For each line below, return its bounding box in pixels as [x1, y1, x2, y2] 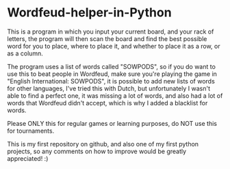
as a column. [7, 49, 43, 57]
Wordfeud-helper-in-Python [7, 5, 172, 21]
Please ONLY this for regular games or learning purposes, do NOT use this [7, 119, 218, 127]
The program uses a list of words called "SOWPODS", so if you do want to [7, 62, 216, 70]
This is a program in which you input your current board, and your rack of [7, 27, 214, 36]
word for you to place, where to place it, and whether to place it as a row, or [7, 42, 220, 50]
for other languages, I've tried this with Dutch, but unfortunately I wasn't [7, 84, 211, 92]
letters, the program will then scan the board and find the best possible [7, 34, 207, 42]
